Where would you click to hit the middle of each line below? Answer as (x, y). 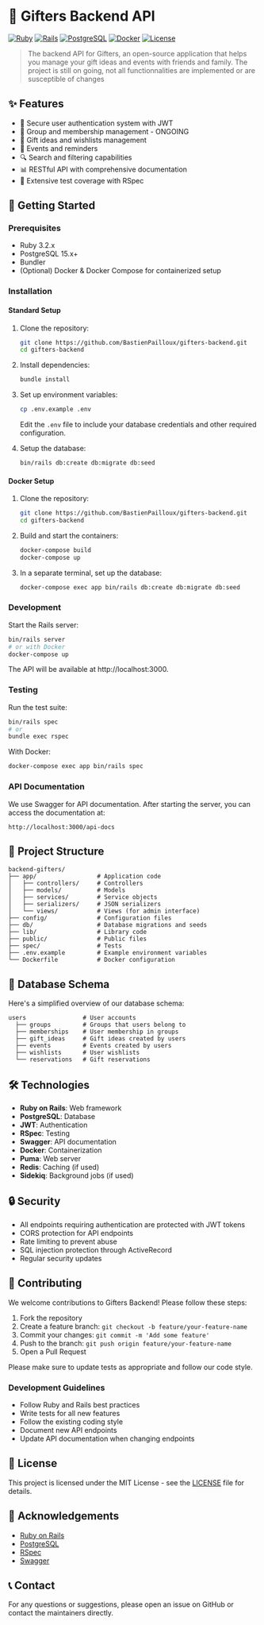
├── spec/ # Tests (65, 946)
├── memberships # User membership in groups (97, 1032)
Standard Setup (34, 310)
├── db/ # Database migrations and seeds (108, 925)
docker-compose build (55, 550)
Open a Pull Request (53, 1351)
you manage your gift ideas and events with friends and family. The (138, 62)
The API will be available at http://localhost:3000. (88, 670)
